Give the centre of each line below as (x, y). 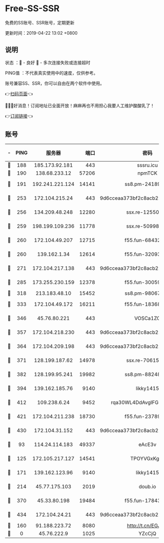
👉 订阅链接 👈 (19, 116)
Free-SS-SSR (32, 9)
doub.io (147, 486)
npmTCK (147, 173)
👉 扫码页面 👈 (19, 94)
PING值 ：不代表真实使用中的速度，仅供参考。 (51, 73)
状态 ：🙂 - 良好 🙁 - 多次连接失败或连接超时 (48, 62)
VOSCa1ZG (147, 318)
